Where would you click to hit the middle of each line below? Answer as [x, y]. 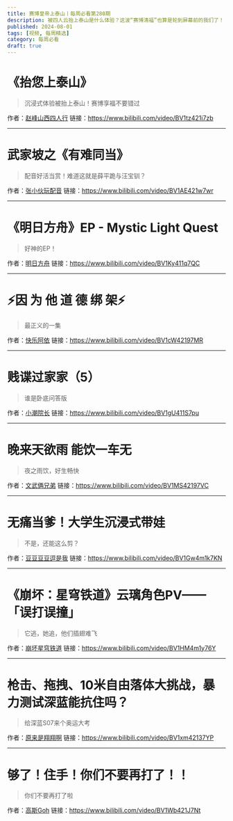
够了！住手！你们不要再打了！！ [98, 775]
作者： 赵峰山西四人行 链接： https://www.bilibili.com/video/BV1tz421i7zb [110, 118]
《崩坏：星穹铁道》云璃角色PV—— [107, 595]
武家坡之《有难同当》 [68, 156]
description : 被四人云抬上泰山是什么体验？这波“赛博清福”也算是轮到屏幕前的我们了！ [115, 20]
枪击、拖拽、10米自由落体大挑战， [105, 685]
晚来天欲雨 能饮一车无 [69, 450]
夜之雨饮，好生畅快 [52, 470]
